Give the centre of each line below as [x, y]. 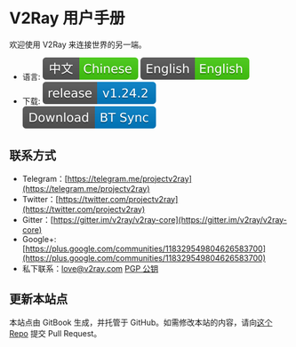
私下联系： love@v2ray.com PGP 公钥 [90, 268]
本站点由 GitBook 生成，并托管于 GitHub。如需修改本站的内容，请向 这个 [141, 322]
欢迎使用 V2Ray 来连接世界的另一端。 [78, 44]
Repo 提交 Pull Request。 [56, 333]
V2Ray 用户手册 [68, 18]
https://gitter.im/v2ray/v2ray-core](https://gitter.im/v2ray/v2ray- [170, 219]
